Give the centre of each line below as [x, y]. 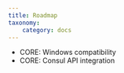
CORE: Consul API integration [67, 60]
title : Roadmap [33, 15]
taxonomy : [24, 23]
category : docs [47, 30]
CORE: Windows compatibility [67, 53]
